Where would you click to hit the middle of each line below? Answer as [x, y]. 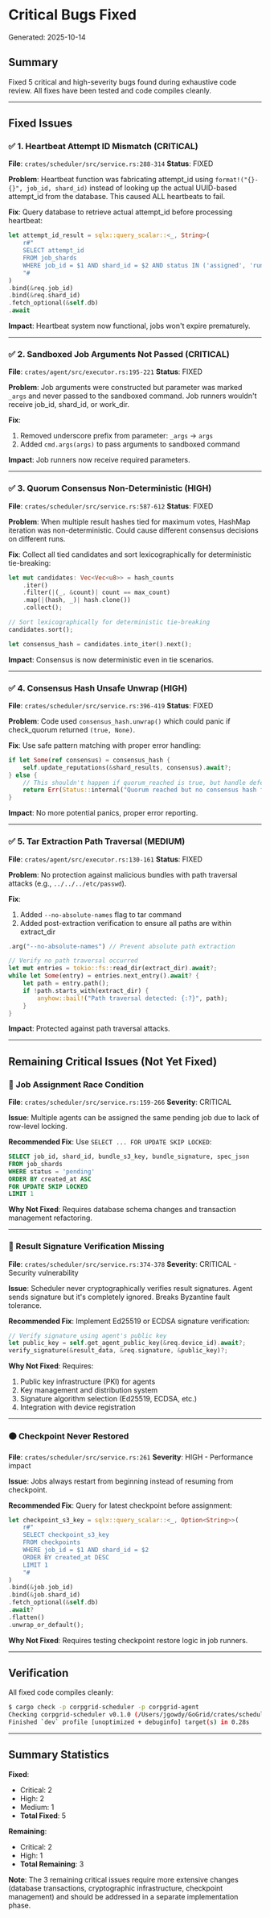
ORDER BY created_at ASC [50, 1179]
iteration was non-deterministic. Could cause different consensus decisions [133, 530]
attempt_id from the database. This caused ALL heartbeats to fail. [117, 197]
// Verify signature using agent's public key [88, 1335]
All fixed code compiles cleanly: [61, 1692]
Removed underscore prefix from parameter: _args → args [117, 436]
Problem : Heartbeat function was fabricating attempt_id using [111, 180]
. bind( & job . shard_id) [45, 1595]
